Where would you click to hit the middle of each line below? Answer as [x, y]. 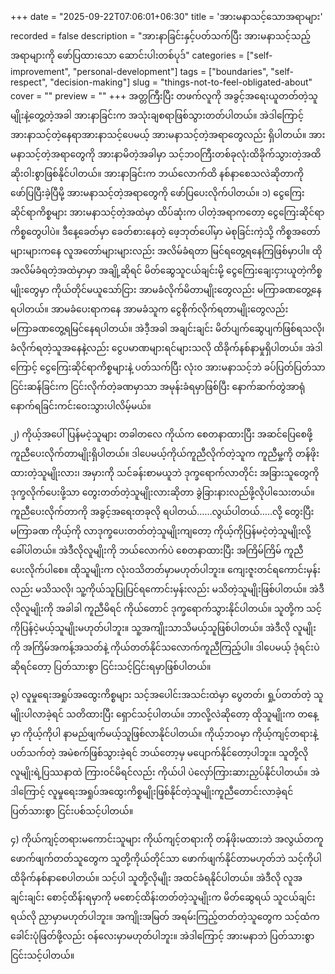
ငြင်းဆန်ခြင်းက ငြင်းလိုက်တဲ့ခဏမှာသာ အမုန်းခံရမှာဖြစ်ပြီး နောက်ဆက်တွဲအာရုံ [158, 386]
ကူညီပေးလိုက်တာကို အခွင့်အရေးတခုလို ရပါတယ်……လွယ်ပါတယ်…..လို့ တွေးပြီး [162, 511]
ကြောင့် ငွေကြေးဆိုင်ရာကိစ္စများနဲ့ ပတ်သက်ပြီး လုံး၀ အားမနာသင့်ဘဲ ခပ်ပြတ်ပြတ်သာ [168, 367]
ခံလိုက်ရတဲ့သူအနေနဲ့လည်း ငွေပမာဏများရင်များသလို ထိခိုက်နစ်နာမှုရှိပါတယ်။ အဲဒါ [166, 347]
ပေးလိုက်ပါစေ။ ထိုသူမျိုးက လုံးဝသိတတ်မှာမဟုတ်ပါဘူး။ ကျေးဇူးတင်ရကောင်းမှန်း [165, 569]
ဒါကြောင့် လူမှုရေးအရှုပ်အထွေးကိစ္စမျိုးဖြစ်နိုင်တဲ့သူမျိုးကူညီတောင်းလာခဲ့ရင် [152, 791]
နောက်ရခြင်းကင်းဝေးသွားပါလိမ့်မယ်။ [81, 406]
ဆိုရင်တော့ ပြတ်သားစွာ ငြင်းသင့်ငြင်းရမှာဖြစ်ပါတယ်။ [111, 666]
